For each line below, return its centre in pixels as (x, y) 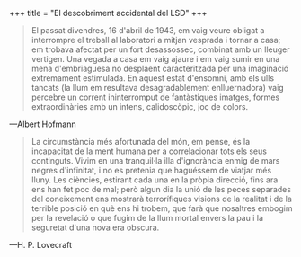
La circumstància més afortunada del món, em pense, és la (141, 142)
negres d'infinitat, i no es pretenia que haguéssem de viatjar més (151, 170)
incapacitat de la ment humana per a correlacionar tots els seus (149, 151)
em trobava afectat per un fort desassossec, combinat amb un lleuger (160, 49)
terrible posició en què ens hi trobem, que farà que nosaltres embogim (162, 208)
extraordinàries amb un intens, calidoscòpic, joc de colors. (140, 106)
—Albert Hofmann (43, 124)
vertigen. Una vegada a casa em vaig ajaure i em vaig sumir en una (155, 59)
